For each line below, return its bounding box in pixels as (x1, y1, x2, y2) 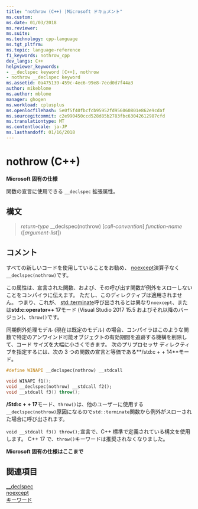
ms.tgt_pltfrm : (6, 42, 44, 48)
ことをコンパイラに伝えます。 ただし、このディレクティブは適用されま (6, 292, 177, 299)
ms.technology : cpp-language (6, 36, 78, 42)
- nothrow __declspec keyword (6, 74, 81, 80)
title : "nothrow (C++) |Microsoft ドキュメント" (6, 8, 123, 15)
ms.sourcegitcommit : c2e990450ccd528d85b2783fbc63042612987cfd (6, 113, 165, 119)
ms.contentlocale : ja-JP (6, 124, 67, 130)
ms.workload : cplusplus (6, 102, 65, 108)
